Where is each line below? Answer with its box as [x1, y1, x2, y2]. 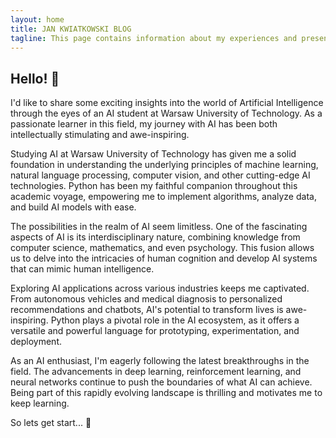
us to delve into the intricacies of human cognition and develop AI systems [10, 252, 318, 265]
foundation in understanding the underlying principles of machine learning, [10, 159, 319, 171]
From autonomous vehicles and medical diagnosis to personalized [10, 293, 283, 305]
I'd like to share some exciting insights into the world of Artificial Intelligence [10, 97, 324, 109]
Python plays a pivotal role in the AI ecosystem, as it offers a [50, 314, 300, 326]
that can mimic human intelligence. [10, 263, 155, 275]
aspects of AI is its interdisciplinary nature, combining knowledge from [10, 231, 301, 243]
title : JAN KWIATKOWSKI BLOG [10, 24, 132, 34]
